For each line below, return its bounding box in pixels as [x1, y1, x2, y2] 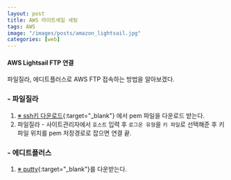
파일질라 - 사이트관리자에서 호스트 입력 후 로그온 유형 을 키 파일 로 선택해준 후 [17, 120, 217, 129]
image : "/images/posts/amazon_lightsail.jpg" [7, 29, 141, 37]
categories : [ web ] [7, 36, 60, 43]
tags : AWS [7, 23, 36, 30]
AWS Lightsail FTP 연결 [7, 58, 74, 67]
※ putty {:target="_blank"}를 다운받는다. [17, 165, 127, 173]
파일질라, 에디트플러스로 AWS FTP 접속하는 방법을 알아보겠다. [7, 75, 175, 83]
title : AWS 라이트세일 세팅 [7, 17, 78, 24]
